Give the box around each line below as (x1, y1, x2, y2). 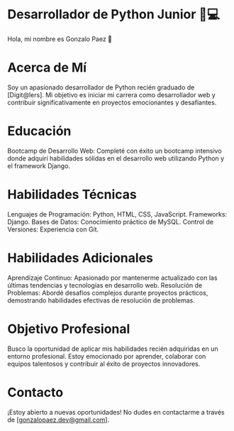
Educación (7, 123, 72, 139)
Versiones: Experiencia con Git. (7, 225, 99, 234)
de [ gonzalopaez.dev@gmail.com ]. (7, 415, 110, 424)
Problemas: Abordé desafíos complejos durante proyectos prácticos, (7, 288, 208, 297)
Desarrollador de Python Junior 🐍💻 (7, 6, 221, 23)
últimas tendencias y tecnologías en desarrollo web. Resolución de (7, 280, 203, 289)
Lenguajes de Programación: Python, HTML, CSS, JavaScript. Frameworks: (7, 209, 228, 218)
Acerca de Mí (7, 60, 87, 76)
